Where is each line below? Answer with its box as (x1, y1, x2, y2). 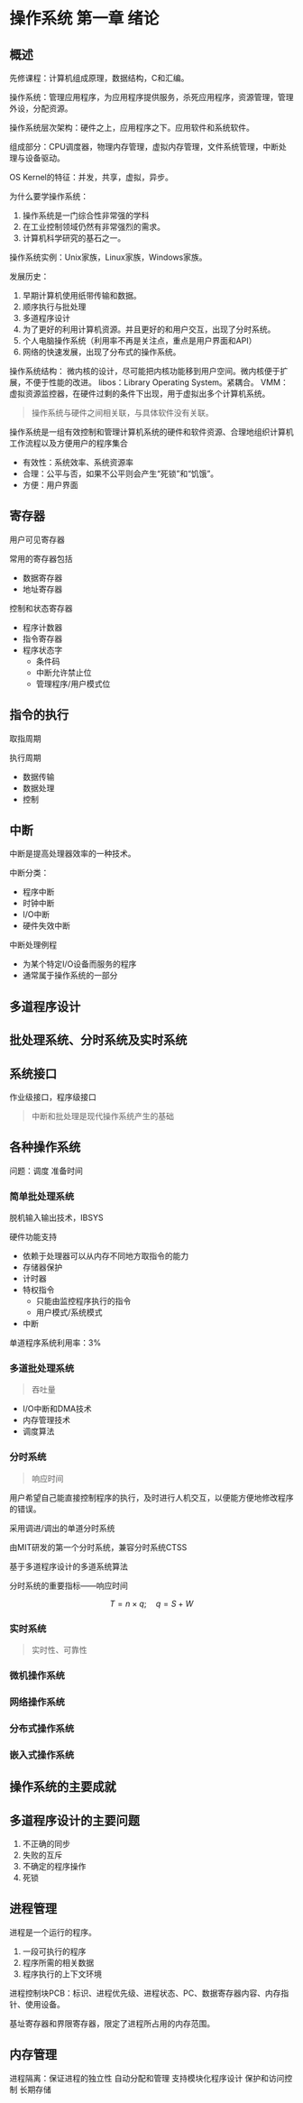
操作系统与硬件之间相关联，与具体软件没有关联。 (31, 408, 214, 418)
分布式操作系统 (9, 1722, 75, 1734)
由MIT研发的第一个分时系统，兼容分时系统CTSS (9, 1541, 188, 1552)
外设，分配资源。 (9, 103, 73, 114)
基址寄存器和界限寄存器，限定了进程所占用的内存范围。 (9, 2017, 215, 2029)
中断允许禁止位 (35, 666, 92, 677)
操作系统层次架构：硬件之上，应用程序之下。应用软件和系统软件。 (9, 123, 254, 133)
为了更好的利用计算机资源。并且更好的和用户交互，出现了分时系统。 (22, 324, 276, 335)
